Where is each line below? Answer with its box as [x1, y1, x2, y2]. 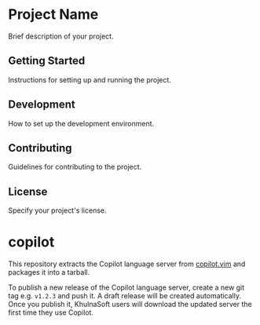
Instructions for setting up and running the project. [8, 75, 171, 84]
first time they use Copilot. [8, 308, 94, 317]
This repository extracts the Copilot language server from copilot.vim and [8, 259, 246, 268]
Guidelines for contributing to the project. [8, 162, 142, 172]
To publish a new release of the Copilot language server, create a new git [8, 283, 245, 292]
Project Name [8, 5, 99, 24]
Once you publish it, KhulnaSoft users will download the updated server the [8, 300, 253, 309]
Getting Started [8, 54, 86, 68]
